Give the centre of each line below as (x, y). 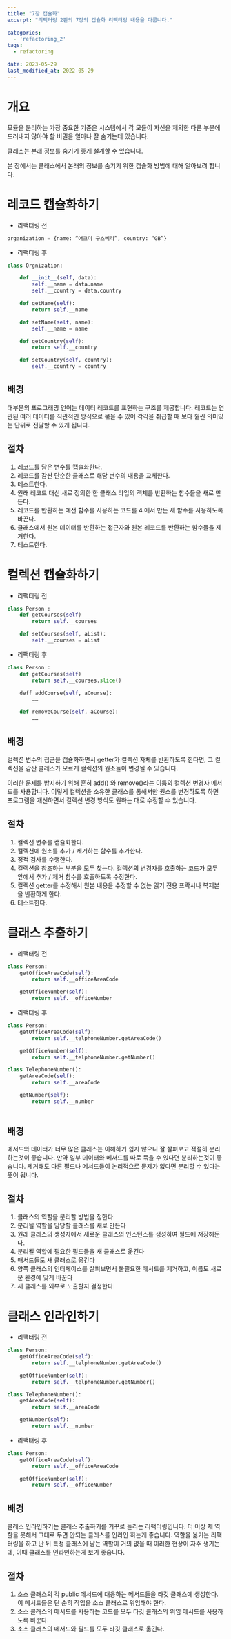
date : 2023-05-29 (32, 64)
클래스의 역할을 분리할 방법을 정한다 (65, 1217)
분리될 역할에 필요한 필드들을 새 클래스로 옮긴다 (81, 1252)
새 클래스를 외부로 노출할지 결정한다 (65, 1286)
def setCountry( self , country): (66, 360)
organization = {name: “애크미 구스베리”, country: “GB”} (87, 238)
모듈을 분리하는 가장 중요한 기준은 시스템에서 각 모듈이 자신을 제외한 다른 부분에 (114, 127)
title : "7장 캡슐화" (34, 13)
